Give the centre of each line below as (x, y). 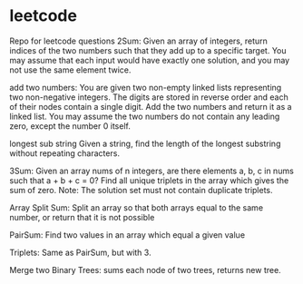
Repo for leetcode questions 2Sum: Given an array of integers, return (138, 41)
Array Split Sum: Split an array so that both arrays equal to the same (137, 207)
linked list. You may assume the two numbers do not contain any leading (145, 116)
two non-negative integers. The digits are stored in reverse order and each (149, 97)
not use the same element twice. (70, 70)
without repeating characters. (65, 153)
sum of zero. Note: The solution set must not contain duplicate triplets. (142, 190)
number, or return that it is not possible (82, 217)
